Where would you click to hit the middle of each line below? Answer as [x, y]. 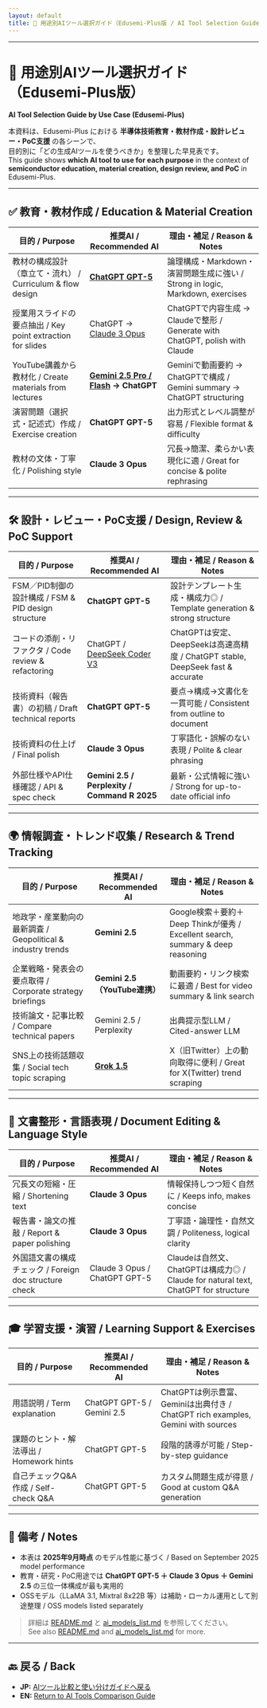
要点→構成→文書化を [210, 692]
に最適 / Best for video [211, 985]
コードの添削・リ [44, 638]
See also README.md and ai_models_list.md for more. [116, 1631]
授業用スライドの [44, 313]
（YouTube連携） [128, 989]
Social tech [48, 1067]
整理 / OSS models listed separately [85, 1606]
